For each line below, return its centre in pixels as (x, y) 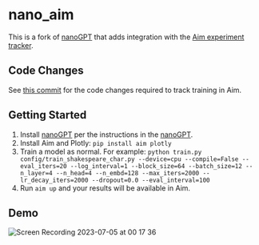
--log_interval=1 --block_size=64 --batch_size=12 (156, 166)
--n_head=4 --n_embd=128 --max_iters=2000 (128, 173)
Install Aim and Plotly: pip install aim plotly (96, 143)
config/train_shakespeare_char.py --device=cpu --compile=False (129, 159)
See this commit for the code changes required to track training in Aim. (125, 90)
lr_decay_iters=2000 (54, 180)
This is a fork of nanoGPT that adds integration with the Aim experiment (126, 37)
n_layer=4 (36, 173)
